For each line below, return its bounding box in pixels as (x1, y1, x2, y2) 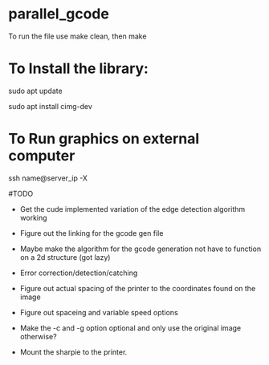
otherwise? (19, 331, 58, 341)
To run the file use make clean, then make (8, 31, 147, 41)
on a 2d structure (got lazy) (19, 252, 111, 262)
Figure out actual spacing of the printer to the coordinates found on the (19, 283, 256, 293)
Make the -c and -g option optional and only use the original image (19, 322, 242, 333)
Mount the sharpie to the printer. (19, 347, 128, 357)
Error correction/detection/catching (19, 268, 138, 278)
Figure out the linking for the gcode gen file (19, 228, 164, 237)
